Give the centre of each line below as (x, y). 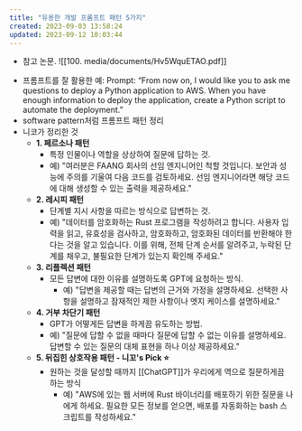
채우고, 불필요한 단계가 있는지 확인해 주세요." (145, 256)
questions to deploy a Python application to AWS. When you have (144, 90)
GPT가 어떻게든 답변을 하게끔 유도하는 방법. (126, 324)
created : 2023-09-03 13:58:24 (66, 26)
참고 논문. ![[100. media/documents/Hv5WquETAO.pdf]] (124, 61)
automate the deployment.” (73, 110)
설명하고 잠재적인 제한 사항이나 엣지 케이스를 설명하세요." (180, 301)
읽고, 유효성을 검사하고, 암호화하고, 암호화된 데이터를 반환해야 (174, 234)
